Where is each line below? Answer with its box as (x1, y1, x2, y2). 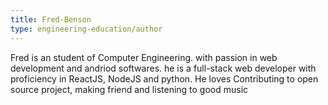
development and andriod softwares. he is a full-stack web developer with (10, 62, 317, 74)
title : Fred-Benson (10, 14, 92, 25)
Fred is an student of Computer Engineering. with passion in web (10, 51, 278, 63)
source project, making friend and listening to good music (10, 83, 249, 95)
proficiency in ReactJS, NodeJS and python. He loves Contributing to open (10, 72, 319, 85)
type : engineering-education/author (10, 24, 163, 34)
